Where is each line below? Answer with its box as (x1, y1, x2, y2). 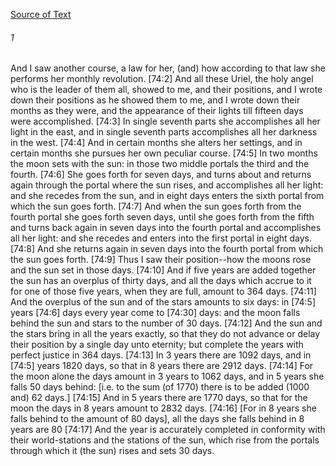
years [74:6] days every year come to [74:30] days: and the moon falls (10, 307, 301, 319)
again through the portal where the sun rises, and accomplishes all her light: (10, 179, 324, 191)
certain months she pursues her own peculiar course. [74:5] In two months (10, 147, 318, 159)
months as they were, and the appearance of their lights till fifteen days (10, 105, 304, 117)
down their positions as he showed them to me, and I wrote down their (10, 94, 301, 106)
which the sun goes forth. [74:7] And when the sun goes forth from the (10, 200, 302, 213)
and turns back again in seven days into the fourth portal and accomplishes (10, 222, 322, 234)
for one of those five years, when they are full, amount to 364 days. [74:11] (10, 285, 317, 298)
